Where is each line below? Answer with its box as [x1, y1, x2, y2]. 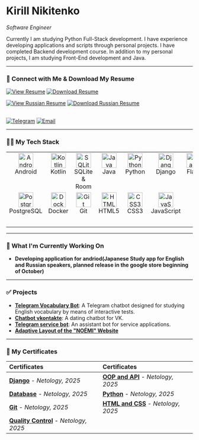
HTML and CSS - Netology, [102, 399, 181, 407]
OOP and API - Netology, [102, 372, 174, 381]
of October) [14, 268, 44, 275]
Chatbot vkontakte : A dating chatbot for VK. [14, 314, 124, 321]
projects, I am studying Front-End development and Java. [6, 54, 146, 61]
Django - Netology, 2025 [9, 376, 81, 384]
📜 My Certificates [6, 347, 58, 356]
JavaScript [150, 207, 181, 215]
